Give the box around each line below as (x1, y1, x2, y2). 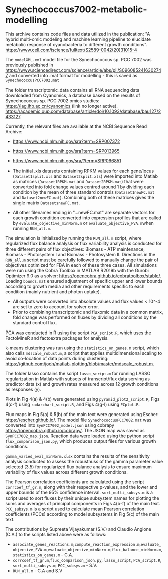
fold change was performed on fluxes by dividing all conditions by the (12, 314, 157, 320)
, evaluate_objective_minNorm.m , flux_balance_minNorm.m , (46, 546, 163, 552)
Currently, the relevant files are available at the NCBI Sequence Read (5, 123, 147, 129)
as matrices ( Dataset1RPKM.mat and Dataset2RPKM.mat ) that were (12, 178, 144, 184)
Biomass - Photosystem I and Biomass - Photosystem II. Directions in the (5, 251, 156, 257)
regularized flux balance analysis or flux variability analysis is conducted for (5, 240, 162, 246)
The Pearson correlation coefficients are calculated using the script (5, 479, 144, 485)
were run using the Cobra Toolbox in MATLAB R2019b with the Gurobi (5, 267, 149, 273)
